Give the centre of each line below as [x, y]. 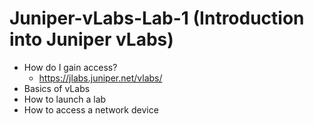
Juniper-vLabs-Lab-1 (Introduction [157, 18]
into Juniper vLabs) [91, 39]
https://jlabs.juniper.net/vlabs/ [100, 78]
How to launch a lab [65, 99]
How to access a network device [91, 109]
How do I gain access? [70, 67]
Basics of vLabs [57, 88]
